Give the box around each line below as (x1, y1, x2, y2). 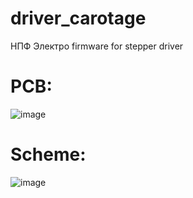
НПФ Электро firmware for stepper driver (10, 40, 184, 52)
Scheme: (10, 143, 87, 166)
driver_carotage (10, 7, 147, 30)
